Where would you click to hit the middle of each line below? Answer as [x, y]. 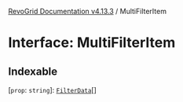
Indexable [33, 71]
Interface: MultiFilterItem [92, 43]
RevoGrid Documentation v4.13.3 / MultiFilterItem [88, 11]
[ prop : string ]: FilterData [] [52, 90]
